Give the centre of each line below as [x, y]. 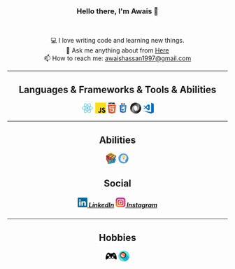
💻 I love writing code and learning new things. [117, 41]
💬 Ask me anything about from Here [117, 50]
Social [117, 184]
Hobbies [117, 237]
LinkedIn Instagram [123, 205]
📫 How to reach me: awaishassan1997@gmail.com [117, 58]
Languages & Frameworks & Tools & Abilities [117, 89]
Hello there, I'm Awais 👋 [117, 11]
